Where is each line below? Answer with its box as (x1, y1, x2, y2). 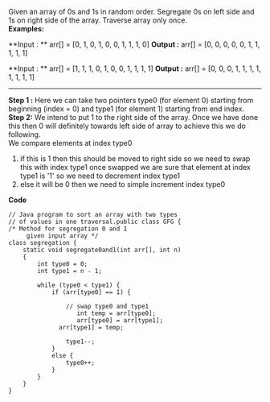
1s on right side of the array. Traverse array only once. (8, 15, 187, 25)
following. (8, 130, 41, 139)
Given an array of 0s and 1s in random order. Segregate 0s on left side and (8, 7, 255, 16)
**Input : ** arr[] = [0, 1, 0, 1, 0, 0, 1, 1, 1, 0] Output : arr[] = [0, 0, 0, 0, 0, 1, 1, (8, 39, 260, 49)
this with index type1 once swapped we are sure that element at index (19, 163, 251, 172)
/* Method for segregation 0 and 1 (8, 225, 128, 233)
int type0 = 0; (37, 260, 88, 268)
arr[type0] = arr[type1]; (76, 317, 163, 325)
